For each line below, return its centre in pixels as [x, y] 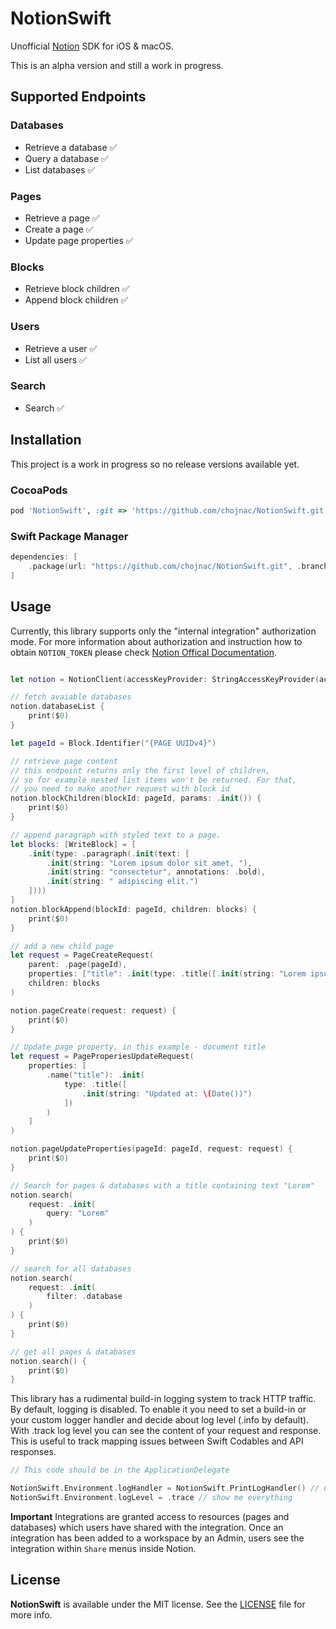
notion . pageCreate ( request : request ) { [93, 1010]
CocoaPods [39, 490]
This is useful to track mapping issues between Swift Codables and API [157, 1441]
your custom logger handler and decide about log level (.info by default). [160, 1420]
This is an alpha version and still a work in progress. [117, 65]
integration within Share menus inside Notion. [103, 1548]
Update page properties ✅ [79, 240]
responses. [33, 1452]
